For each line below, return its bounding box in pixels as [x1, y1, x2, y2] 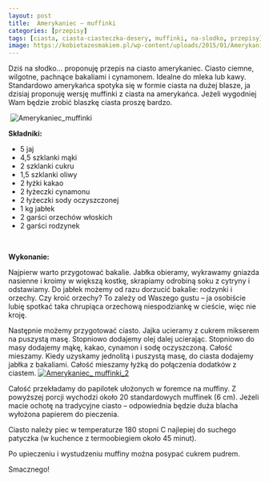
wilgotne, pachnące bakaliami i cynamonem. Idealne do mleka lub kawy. [8, 72, 247, 82]
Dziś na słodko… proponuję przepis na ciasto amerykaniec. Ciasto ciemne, [8, 63, 255, 73]
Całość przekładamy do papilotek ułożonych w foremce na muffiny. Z [8, 384, 237, 394]
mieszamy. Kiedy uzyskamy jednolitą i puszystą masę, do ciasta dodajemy [8, 351, 254, 361]
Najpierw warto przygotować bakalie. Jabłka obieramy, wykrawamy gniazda [8, 268, 259, 277]
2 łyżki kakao [19, 178, 64, 188]
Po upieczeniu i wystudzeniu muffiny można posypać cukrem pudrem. [8, 449, 240, 459]
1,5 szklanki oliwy [19, 170, 78, 180]
